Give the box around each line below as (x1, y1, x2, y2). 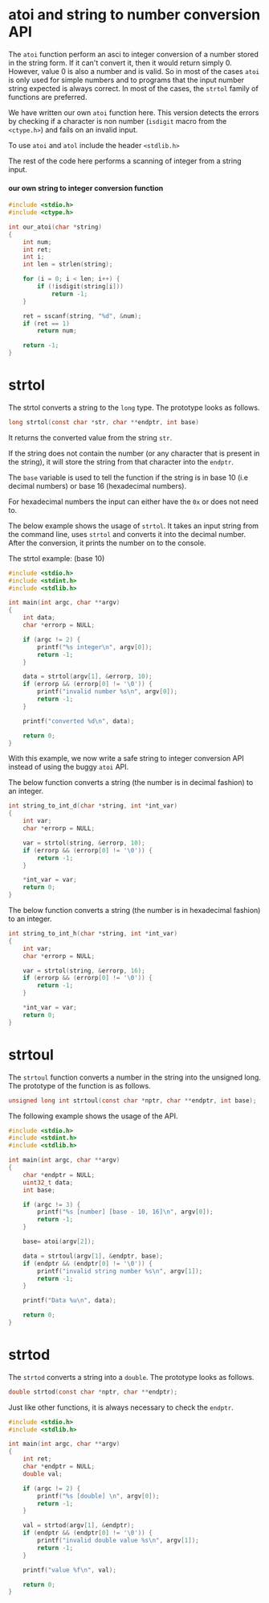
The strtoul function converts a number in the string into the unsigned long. (8, 1072, 261, 1082)
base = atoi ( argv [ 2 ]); (22, 1237, 95, 1246)
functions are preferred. (8, 92, 88, 101)
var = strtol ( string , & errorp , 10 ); (22, 839, 146, 847)
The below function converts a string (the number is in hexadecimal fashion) (8, 906, 261, 915)
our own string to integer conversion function (8, 183, 164, 192)
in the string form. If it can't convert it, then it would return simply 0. (8, 58, 233, 68)
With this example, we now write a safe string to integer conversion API (8, 754, 244, 763)
